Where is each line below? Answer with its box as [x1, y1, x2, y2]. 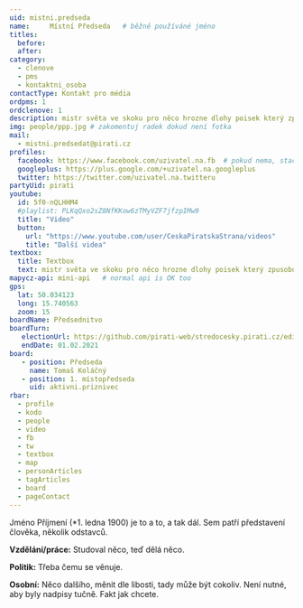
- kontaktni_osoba [17, 80, 87, 89]
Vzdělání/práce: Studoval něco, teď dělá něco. [9, 544, 185, 555]
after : [17, 47, 42, 56]
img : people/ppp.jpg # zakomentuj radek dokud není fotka [9, 123, 232, 132]
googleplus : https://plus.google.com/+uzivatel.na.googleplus [17, 164, 256, 173]
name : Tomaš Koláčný [29, 366, 106, 375]
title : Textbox [17, 257, 75, 267]
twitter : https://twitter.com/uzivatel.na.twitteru [17, 173, 216, 182]
